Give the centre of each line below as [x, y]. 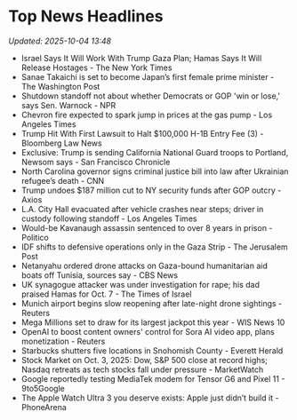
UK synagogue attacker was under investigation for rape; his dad [140, 284]
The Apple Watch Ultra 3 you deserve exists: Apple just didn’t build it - [150, 398]
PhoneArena [44, 407]
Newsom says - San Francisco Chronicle [96, 162]
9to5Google [43, 388]
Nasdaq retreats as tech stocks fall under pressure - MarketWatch [142, 369]
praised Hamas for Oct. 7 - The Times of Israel [106, 294]
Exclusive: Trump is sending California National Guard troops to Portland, [155, 152]
